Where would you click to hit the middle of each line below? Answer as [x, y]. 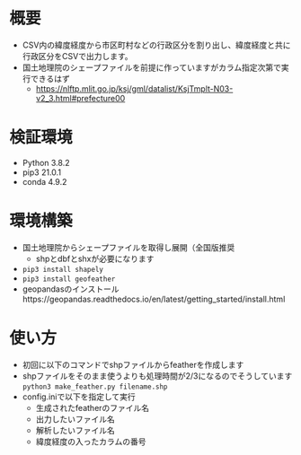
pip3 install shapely [62, 269]
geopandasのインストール [71, 289]
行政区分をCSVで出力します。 [77, 56]
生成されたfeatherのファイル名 [93, 407]
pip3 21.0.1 [41, 172]
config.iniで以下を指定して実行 [79, 397]
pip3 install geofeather [69, 279]
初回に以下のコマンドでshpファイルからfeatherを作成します [133, 364]
